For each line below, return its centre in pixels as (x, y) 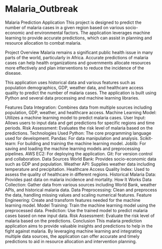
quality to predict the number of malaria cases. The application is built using (81, 93)
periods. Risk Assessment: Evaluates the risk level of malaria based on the (79, 128)
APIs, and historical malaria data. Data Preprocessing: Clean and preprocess (81, 190)
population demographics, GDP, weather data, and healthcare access (74, 87)
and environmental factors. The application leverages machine (88, 33)
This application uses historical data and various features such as (70, 82)
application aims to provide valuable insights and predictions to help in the (79, 226)
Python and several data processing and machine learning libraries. (72, 98)
